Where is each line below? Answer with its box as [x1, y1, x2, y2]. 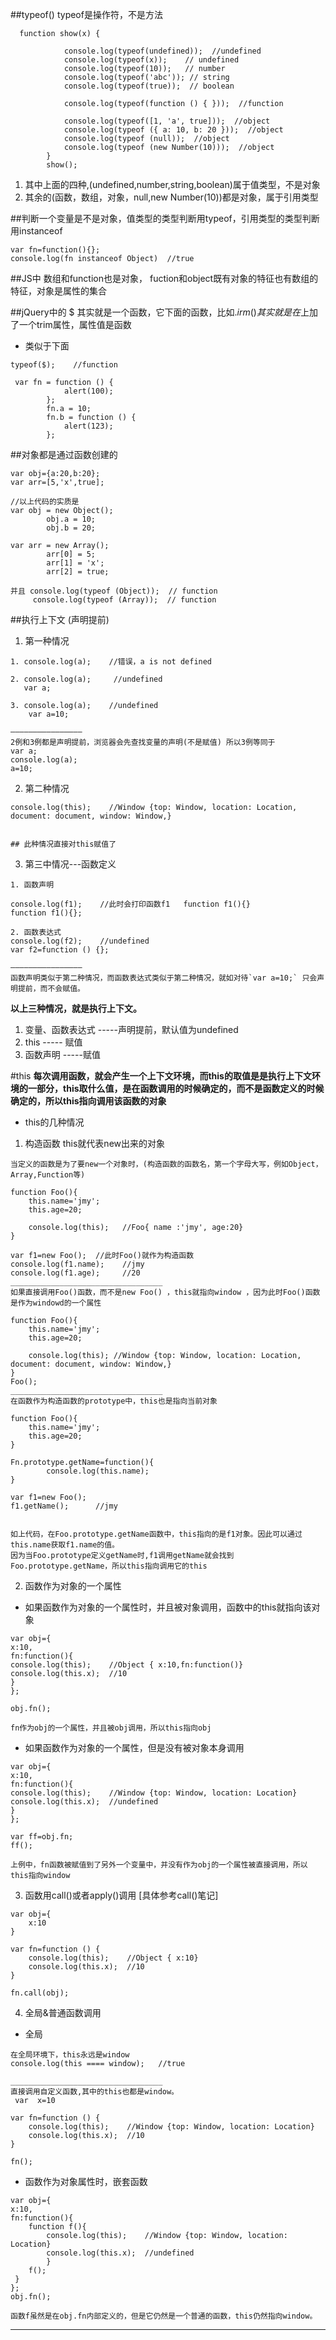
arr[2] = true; [46, 567, 110, 577]
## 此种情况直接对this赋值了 [10, 839, 117, 849]
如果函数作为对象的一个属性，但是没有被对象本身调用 [24, 1742, 245, 1753]
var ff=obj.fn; [10, 1832, 74, 1842]
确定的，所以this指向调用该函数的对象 [10, 1095, 167, 1107]
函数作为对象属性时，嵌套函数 [24, 2176, 148, 2187]
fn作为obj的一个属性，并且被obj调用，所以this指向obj [10, 1723, 212, 1733]
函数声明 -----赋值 [24, 1049, 101, 1060]
